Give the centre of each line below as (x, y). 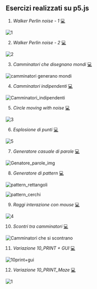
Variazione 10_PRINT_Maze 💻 (44, 270)
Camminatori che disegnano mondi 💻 (53, 64)
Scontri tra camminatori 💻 (40, 226)
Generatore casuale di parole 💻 (46, 151)
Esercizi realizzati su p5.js (47, 8)
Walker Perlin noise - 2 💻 (39, 42)
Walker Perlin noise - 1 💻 (39, 21)
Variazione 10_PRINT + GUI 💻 (44, 248)
